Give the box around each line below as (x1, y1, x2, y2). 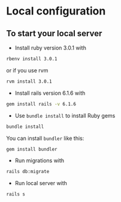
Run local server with (14, 180, 68, 187)
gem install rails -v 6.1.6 (6, 101, 77, 107)
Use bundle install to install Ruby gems (14, 112, 116, 119)
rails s (6, 191, 26, 197)
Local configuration (6, 4, 106, 18)
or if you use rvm (6, 66, 49, 74)
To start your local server (6, 28, 102, 39)
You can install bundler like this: (6, 134, 84, 142)
